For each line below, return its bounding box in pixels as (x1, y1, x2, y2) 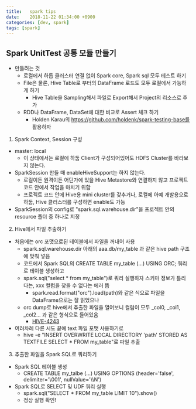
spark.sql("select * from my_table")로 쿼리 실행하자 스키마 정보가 (23, 275, 176, 282)
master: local (14, 148, 46, 155)
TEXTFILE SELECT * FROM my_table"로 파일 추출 (23, 338, 140, 346)
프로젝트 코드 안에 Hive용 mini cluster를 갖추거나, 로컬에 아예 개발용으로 (23, 191, 188, 198)
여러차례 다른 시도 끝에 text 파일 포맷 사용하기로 (14, 325, 124, 332)
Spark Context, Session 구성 (14, 136, 82, 143)
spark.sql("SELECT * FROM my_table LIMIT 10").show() (23, 390, 157, 397)
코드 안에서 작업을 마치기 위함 (23, 184, 91, 191)
